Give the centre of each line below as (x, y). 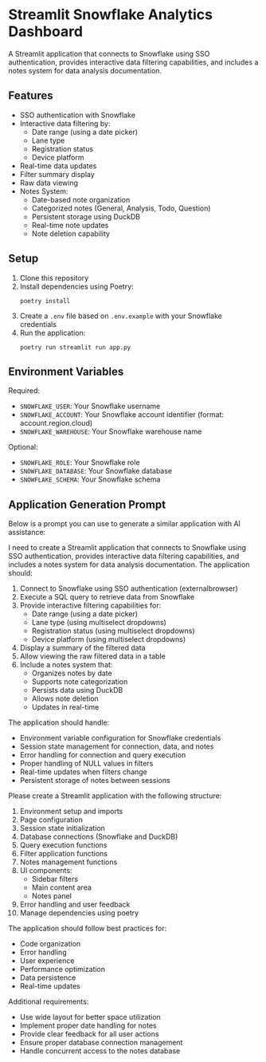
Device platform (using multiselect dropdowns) (109, 639)
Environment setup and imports (71, 812)
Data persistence (48, 977)
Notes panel (51, 896)
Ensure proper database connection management (101, 1043)
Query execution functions (63, 845)
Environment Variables (66, 371)
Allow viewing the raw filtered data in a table (92, 656)
